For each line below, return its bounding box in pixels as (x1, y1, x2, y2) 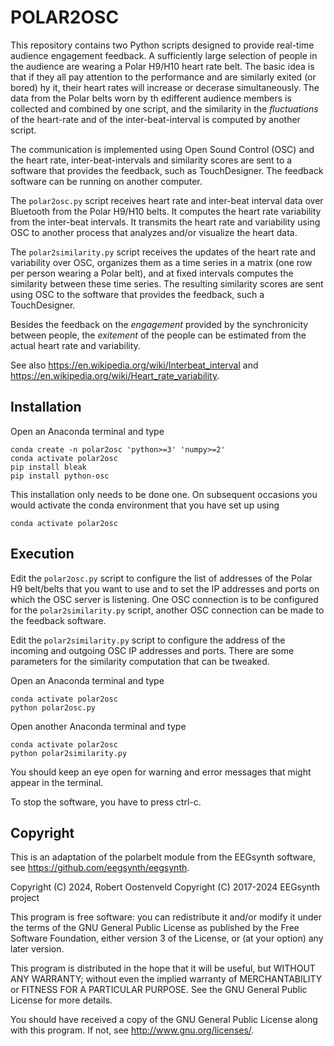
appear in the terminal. (10, 776, 104, 788)
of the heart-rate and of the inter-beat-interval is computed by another (10, 113, 301, 125)
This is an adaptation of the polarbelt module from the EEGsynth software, (10, 851, 316, 863)
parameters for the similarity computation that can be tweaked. (10, 655, 270, 667)
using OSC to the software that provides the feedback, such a (10, 288, 265, 300)
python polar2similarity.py (10, 748, 128, 758)
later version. (10, 943, 65, 955)
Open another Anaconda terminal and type (10, 720, 187, 732)
